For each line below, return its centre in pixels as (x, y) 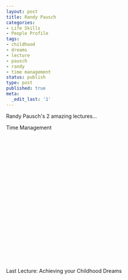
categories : (21, 22)
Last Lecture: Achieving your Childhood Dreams (64, 271)
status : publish (26, 77)
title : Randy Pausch (31, 17)
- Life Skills (23, 28)
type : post (19, 83)
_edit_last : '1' (31, 99)
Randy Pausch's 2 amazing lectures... (52, 116)
